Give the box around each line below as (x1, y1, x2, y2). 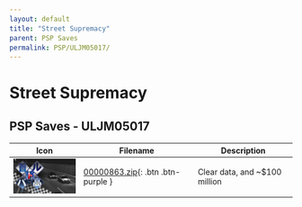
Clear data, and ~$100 (197, 166, 282, 177)
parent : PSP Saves (9, 33, 78, 42)
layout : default (9, 14, 70, 23)
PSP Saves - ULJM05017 (9, 118, 150, 134)
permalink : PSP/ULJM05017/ (9, 43, 111, 52)
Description (220, 145, 266, 156)
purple (83, 176, 108, 187)
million (197, 176, 222, 187)
